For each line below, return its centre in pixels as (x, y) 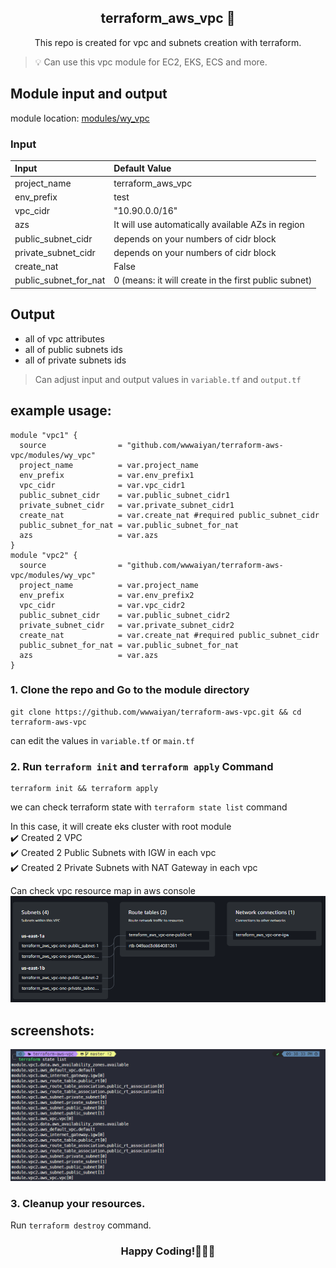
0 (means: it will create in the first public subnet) (213, 280)
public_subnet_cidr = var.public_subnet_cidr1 (124, 495)
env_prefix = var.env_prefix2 (107, 595)
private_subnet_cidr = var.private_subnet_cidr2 (127, 625)
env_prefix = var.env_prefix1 (107, 475)
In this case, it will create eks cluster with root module (121, 827)
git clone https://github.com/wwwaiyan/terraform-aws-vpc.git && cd (156, 712)
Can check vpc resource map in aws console (103, 891)
